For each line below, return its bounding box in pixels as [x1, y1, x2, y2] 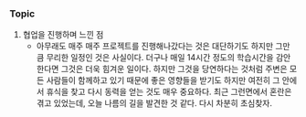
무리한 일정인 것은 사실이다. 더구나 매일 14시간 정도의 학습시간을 [46, 52, 274, 63]
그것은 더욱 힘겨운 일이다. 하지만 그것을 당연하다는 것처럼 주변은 [60, 63, 288, 75]
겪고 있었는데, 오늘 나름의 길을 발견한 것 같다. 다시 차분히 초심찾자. [36, 98, 272, 109]
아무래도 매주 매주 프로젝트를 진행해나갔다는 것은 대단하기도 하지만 [36, 40, 274, 52]
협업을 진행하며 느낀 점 [22, 29, 104, 40]
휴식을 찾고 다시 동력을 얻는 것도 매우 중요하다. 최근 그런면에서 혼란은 [46, 86, 292, 98]
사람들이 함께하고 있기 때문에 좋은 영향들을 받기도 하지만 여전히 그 [46, 75, 280, 86]
